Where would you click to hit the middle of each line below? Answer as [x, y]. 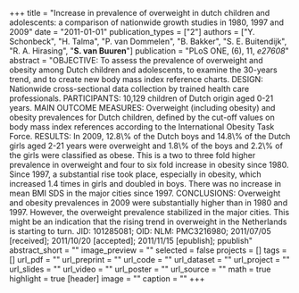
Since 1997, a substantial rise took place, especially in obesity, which [135, 174]
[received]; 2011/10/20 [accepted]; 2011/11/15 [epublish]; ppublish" [131, 241]
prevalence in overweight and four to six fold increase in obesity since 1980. [149, 165]
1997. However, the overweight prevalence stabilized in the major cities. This [149, 212]
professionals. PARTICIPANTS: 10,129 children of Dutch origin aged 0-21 [141, 98]
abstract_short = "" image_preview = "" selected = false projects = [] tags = [148, 250]
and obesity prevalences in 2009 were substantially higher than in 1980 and [149, 203]
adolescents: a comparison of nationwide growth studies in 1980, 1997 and [146, 22]
